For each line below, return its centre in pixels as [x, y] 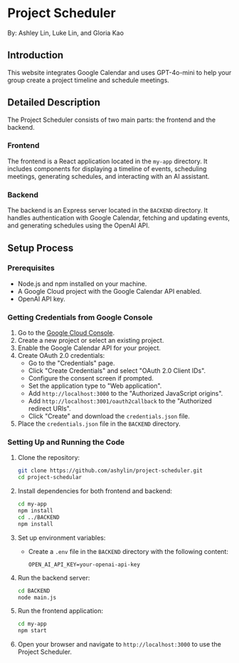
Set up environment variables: [62, 538]
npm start [32, 631]
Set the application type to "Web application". [95, 386]
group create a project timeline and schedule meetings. [88, 80]
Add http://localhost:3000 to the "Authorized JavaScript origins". [126, 394]
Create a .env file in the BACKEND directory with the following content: [128, 551]
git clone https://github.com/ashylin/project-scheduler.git [110, 471]
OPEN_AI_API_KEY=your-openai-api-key [84, 565]
